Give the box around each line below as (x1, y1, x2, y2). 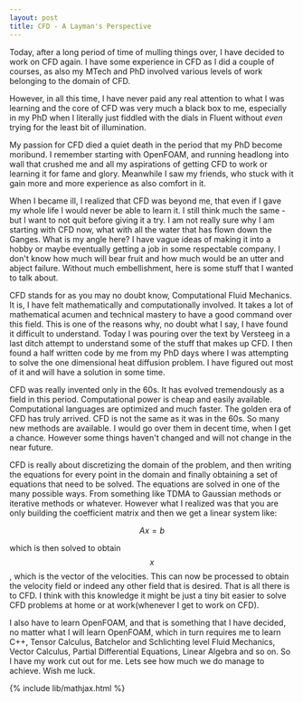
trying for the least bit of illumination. (9, 121, 147, 132)
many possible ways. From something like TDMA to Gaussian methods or (9, 488, 282, 498)
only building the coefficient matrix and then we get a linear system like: (9, 508, 278, 518)
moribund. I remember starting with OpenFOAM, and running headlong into (9, 148, 289, 159)
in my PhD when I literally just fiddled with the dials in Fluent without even (9, 112, 283, 123)
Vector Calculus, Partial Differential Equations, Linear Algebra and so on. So (9, 646, 291, 657)
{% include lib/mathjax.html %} (9, 682, 126, 693)
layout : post (9, 13, 59, 23)
